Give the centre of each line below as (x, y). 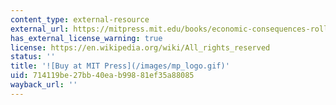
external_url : (40, 29)
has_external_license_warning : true (86, 38)
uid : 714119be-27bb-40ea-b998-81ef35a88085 (102, 76)
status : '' (33, 57)
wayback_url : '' (44, 85)
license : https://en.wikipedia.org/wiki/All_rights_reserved (140, 47)
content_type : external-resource (80, 19)
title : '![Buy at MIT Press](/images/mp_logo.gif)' (120, 66)
